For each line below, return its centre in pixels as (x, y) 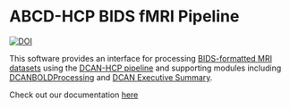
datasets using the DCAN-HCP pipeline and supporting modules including (145, 68)
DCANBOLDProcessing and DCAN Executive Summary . (111, 77)
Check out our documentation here (74, 95)
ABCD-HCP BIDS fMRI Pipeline (124, 17)
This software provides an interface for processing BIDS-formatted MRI (141, 58)
